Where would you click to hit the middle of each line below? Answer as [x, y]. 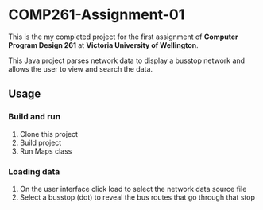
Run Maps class [46, 151]
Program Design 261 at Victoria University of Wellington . [103, 45]
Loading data [34, 171]
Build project [41, 142]
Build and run [35, 117]
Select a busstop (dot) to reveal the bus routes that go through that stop [137, 197]
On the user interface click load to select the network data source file [133, 189]
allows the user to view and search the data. [81, 68]
